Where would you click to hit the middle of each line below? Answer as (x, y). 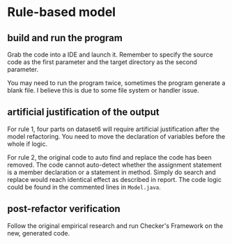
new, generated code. (39, 233)
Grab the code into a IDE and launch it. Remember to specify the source (110, 54)
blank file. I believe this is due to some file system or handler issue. (103, 90)
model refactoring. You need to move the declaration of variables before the (116, 136)
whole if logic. (27, 144)
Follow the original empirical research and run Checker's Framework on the (115, 226)
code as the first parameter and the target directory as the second (102, 62)
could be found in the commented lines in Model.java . (84, 187)
